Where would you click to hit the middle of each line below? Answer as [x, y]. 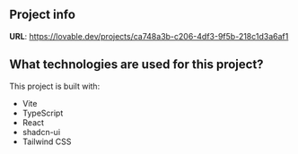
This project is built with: [55, 86]
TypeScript [43, 113]
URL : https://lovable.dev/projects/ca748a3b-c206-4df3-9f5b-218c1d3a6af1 [149, 36]
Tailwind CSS [47, 141]
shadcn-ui [41, 132]
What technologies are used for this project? [136, 65]
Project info [43, 15]
